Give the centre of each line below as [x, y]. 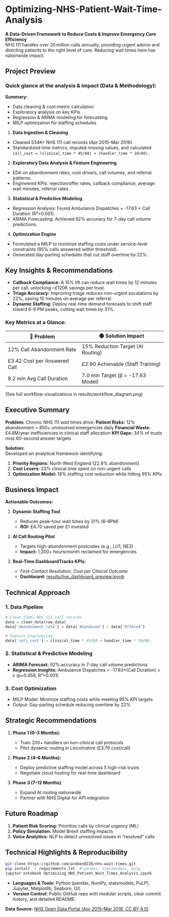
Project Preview [30, 71]
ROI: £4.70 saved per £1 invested [54, 527]
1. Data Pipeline [24, 607]
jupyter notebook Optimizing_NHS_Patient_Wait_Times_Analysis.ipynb [78, 874]
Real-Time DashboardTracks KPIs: [49, 562]
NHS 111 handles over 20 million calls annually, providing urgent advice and [82, 44]
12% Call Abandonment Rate [42, 349]
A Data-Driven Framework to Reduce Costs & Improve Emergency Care [81, 34]
